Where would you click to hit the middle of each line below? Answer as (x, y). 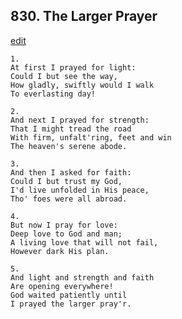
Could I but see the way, (64, 76)
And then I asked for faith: (71, 172)
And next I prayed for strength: (80, 120)
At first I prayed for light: (73, 67)
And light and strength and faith (82, 277)
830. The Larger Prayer (84, 16)
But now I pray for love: (64, 225)
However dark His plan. (60, 251)
